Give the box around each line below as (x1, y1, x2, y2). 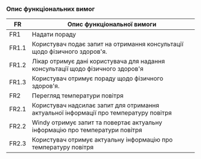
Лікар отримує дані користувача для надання (32, 57, 166, 66)
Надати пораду (32, 30, 77, 39)
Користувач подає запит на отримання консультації (32, 40, 184, 48)
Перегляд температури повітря (32, 91, 124, 100)
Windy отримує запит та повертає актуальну (32, 118, 163, 127)
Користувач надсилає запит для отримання (32, 101, 160, 109)
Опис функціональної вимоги (67, 20, 157, 29)
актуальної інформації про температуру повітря (32, 109, 172, 117)
